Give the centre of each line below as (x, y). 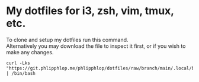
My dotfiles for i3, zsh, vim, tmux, (90, 11)
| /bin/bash (21, 73)
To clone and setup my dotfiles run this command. (67, 40)
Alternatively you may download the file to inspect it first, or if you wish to (96, 46)
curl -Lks (18, 63)
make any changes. (30, 52)
